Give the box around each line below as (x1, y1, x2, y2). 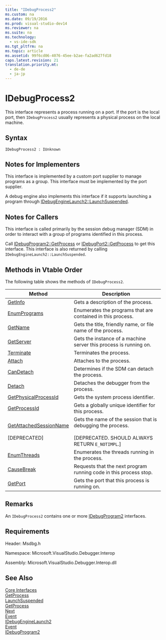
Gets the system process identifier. (74, 394, 155, 401)
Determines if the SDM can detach (74, 366, 154, 373)
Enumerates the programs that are (74, 307, 153, 314)
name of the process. (74, 327, 124, 334)
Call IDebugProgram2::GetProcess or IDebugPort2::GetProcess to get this (5, 241, 155, 247)
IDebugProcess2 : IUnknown (5, 147, 61, 152)
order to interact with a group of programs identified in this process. (5, 231, 143, 237)
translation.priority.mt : (5, 62, 58, 67)
